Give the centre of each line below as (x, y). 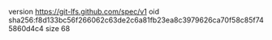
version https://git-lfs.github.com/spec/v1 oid (84, 12)
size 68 (58, 28)
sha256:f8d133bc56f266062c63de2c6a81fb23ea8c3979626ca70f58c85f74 (136, 20)
